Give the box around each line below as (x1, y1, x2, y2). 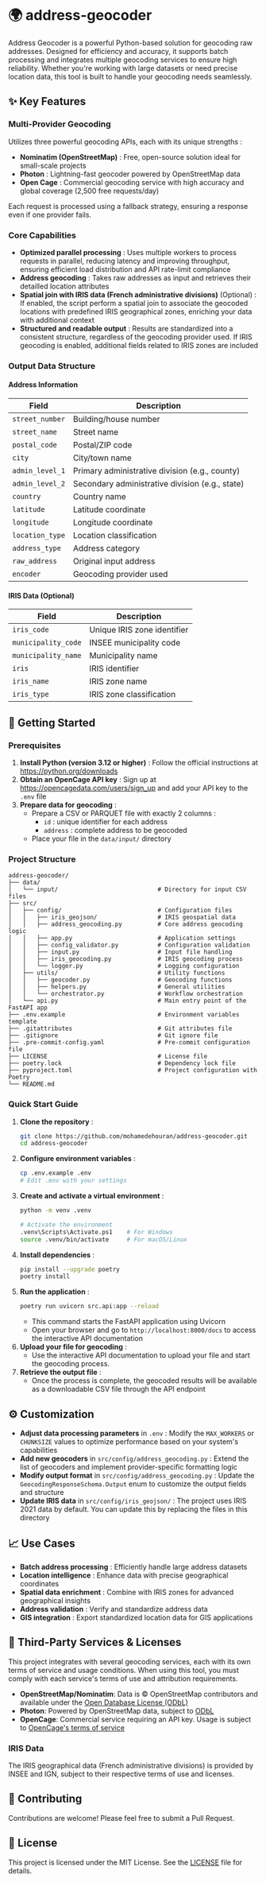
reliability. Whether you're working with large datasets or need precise (8, 63, 238, 72)
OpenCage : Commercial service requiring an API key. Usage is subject (19, 1714, 252, 1724)
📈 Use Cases (8, 1537, 75, 1551)
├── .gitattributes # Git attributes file (8, 1024, 233, 1033)
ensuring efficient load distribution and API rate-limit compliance (19, 264, 232, 274)
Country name (72, 491, 127, 502)
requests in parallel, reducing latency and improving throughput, (19, 256, 230, 265)
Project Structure (8, 854, 76, 865)
